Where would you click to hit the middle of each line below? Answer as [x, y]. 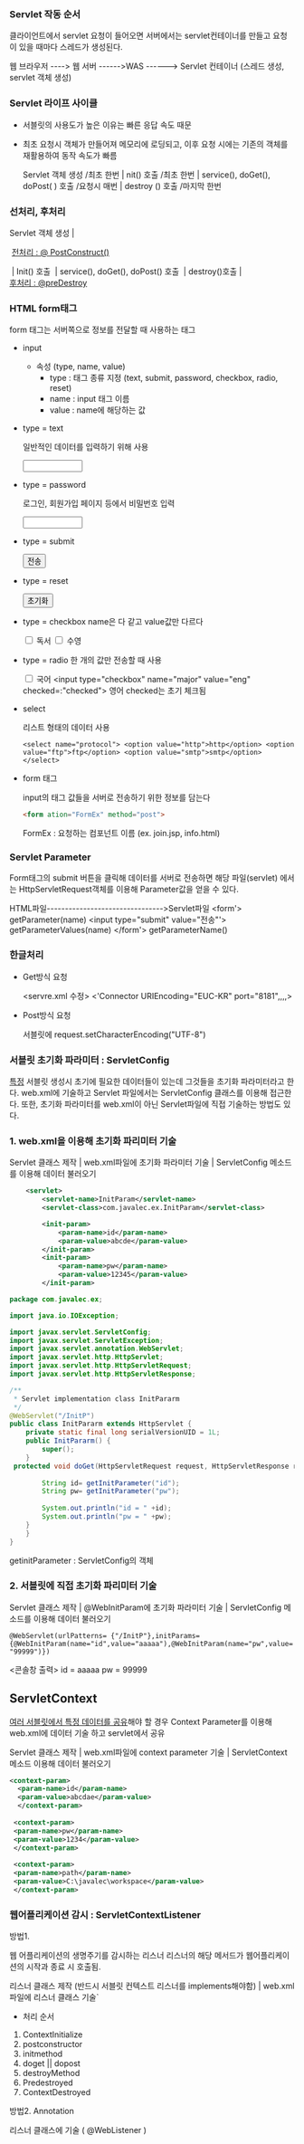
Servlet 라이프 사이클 [53, 103]
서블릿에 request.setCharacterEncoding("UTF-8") [114, 1034]
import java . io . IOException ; [64, 1315]
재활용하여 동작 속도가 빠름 [70, 155]
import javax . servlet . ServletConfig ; [81, 1332]
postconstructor [52, 2044]
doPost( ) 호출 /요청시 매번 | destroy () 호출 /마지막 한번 [122, 186]
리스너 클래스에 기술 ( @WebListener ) [78, 2130]
